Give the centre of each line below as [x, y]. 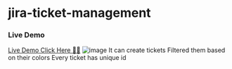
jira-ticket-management [79, 13]
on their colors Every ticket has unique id [67, 58]
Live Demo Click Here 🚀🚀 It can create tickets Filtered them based [117, 50]
